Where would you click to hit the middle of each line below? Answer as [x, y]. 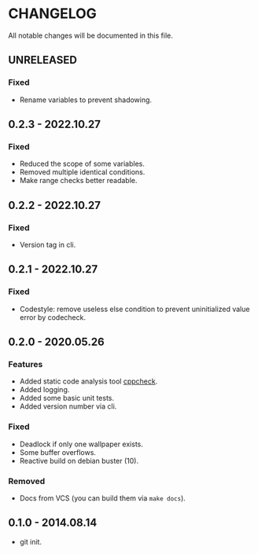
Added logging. [44, 390]
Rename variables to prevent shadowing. [85, 100]
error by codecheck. [53, 317]
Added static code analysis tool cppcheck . [88, 381]
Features [26, 364]
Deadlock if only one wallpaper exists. [81, 444]
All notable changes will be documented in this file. [90, 35]
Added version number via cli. [68, 406]
